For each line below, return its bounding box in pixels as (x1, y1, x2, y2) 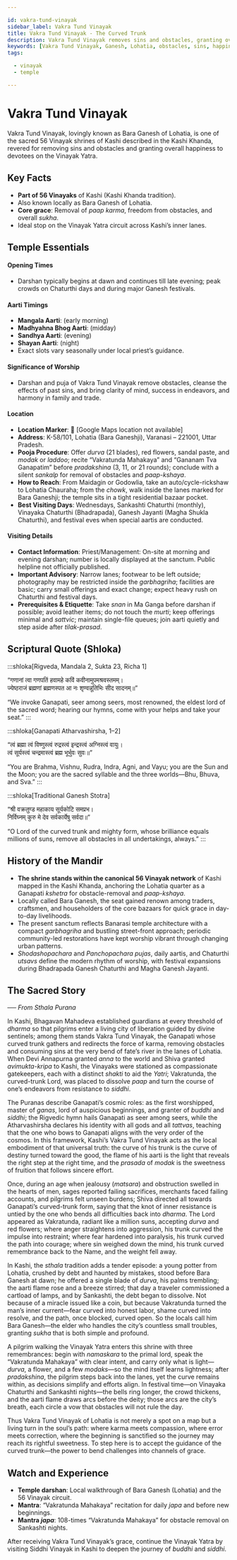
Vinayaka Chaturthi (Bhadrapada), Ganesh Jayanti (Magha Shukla (17, 507, 209, 517)
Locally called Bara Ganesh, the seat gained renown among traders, (17, 896, 215, 905)
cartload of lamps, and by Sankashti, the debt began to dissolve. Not (7, 1291, 207, 1300)
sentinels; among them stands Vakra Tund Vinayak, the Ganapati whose (7, 1032, 217, 1040)
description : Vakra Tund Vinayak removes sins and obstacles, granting (7, 36, 222, 43)
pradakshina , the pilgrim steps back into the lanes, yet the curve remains (7, 1372, 220, 1381)
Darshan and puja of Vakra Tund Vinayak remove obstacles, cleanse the (17, 378, 227, 386)
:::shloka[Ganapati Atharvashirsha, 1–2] (7, 726, 121, 735)
